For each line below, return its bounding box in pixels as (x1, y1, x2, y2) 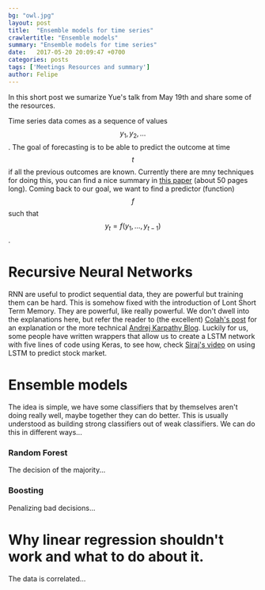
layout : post (8, 19, 51, 27)
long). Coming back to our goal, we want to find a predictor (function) (8, 184, 235, 194)
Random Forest (8, 447, 68, 459)
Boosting (8, 485, 44, 496)
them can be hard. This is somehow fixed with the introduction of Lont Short (8, 298, 257, 307)
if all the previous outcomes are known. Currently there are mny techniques (8, 167, 255, 177)
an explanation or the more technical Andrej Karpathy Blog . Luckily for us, (8, 323, 249, 333)
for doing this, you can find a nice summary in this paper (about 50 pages (8, 176, 248, 185)
